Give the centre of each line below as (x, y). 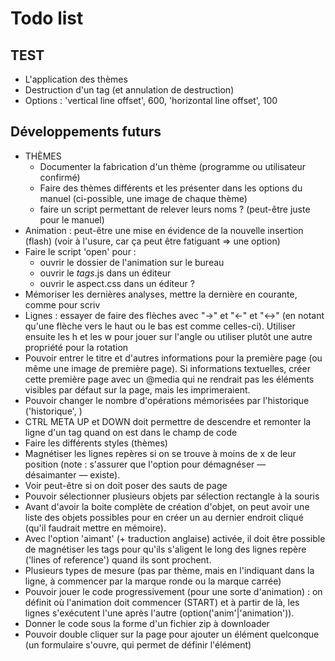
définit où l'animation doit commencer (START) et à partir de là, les (162, 602)
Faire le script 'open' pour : (80, 251)
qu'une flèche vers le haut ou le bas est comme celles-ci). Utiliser (160, 326)
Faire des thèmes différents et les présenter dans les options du (171, 188)
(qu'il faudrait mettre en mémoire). (95, 528)
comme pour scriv (62, 304)
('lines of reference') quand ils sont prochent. (118, 559)
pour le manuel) (72, 219)
